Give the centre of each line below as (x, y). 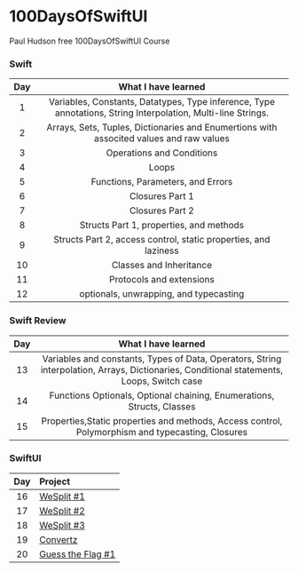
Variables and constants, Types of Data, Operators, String (162, 359)
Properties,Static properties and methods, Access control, (162, 421)
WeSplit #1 (63, 497)
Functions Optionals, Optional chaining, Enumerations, (162, 395)
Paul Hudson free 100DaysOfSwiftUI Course (90, 41)
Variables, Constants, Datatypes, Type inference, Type (161, 102)
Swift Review (38, 321)
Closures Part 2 (162, 211)
